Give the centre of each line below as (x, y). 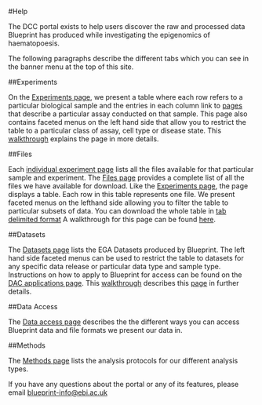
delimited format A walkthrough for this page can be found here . (112, 219)
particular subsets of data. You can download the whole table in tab (117, 211)
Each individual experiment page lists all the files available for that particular (131, 169)
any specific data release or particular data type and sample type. (115, 266)
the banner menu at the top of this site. (71, 67)
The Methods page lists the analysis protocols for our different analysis (123, 361)
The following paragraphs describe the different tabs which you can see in (129, 58)
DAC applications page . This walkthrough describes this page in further (124, 283)
